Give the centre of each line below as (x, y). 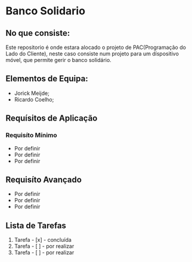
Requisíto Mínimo (31, 135)
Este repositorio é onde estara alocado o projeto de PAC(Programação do (96, 47)
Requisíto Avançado (44, 179)
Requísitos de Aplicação (52, 118)
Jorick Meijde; (32, 93)
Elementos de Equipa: (47, 79)
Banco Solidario (46, 11)
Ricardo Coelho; (34, 99)
